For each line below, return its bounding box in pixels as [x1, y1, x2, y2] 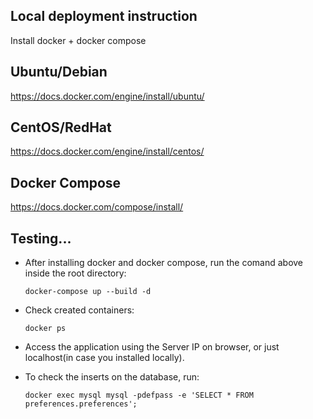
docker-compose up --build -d [24, 287, 152, 297]
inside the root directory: [24, 267, 127, 279]
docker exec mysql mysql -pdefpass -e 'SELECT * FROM [24, 390, 254, 401]
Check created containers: [24, 304, 135, 316]
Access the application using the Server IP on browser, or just [24, 341, 280, 353]
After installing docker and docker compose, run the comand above [24, 257, 304, 269]
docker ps [24, 324, 67, 334]
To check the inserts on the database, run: [24, 371, 200, 383]
